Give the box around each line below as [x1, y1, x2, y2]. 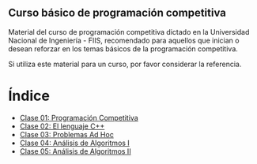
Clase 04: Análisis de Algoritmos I [19, 138, 130, 147]
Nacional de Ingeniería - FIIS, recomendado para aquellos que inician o [8, 35, 240, 45]
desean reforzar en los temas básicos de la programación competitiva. [8, 43, 239, 54]
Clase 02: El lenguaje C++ [19, 121, 105, 131]
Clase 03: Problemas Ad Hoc [19, 129, 115, 139]
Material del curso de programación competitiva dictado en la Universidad [8, 27, 250, 36]
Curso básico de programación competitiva [8, 6, 227, 20]
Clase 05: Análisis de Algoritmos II [19, 146, 132, 156]
